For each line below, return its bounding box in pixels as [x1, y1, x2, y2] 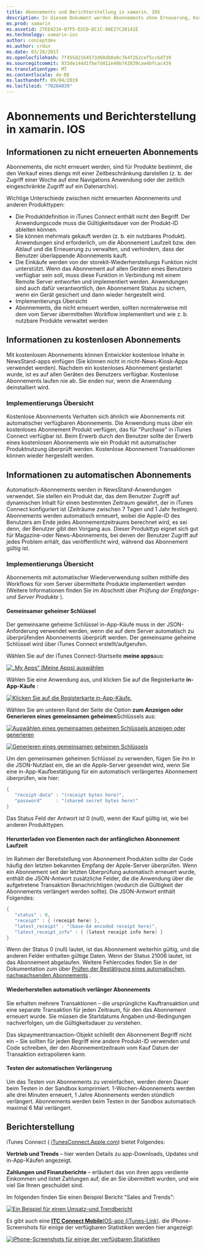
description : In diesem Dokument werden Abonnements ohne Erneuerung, [6, 15, 191, 21]
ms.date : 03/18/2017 [6, 49, 59, 55]
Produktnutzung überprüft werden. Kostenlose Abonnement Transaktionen [6, 446, 195, 453]
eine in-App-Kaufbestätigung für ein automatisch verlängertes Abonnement [6, 768, 198, 775]
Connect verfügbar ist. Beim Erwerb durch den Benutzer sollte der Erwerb [6, 433, 194, 440]
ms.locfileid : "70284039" [6, 83, 72, 89]
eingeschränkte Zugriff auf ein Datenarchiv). [6, 183, 118, 190]
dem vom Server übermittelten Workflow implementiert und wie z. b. [15, 311, 188, 317]
